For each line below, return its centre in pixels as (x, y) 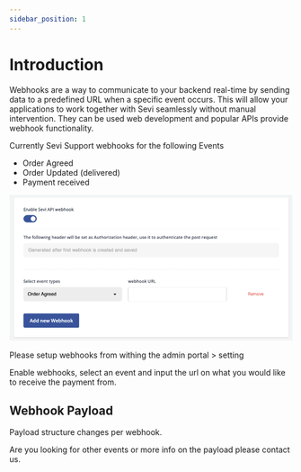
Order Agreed (48, 163)
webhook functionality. (52, 128)
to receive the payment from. (63, 382)
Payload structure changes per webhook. (86, 432)
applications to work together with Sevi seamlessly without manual (133, 109)
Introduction (57, 64)
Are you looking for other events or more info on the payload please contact (150, 449)
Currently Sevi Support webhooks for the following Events (117, 145)
